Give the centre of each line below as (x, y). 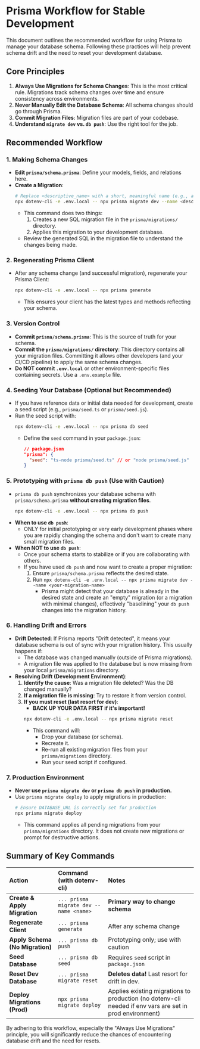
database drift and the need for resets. (54, 1041)
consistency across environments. (57, 98)
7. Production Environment (45, 777)
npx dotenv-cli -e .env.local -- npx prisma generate (83, 290)
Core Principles (35, 72)
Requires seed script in (139, 957)
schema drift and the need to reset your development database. (84, 52)
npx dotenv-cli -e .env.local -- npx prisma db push (82, 511)
